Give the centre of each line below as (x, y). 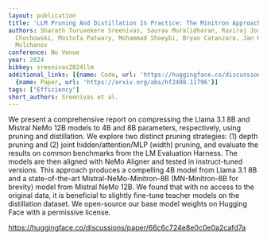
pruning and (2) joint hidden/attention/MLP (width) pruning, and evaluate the (133, 145)
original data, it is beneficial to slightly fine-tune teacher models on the (124, 195)
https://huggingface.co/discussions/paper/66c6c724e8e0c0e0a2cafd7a (127, 228)
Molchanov (31, 45)
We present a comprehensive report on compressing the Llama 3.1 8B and (129, 119)
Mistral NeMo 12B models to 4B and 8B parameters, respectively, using (124, 128)
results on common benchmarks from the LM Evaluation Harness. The (123, 153)
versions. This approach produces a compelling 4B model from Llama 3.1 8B (133, 170)
